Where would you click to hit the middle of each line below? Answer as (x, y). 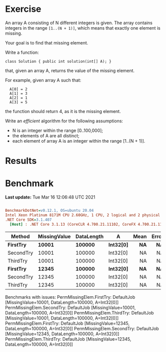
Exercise (23, 9)
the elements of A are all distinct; (46, 136)
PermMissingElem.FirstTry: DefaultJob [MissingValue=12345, (67, 323)
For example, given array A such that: (43, 80)
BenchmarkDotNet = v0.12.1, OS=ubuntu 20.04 (49, 211)
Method (21, 236)
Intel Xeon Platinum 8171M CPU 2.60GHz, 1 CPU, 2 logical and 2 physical (83, 215)
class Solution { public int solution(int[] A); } (58, 61)
